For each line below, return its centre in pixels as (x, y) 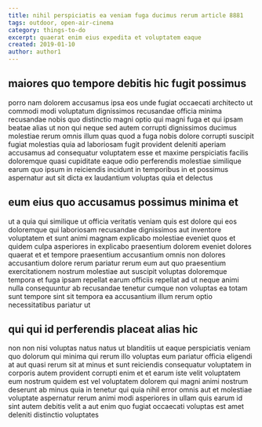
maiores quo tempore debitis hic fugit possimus (127, 84)
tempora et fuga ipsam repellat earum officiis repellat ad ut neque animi (124, 279)
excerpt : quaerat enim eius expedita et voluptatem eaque (105, 37)
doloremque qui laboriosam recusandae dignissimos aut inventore (115, 229)
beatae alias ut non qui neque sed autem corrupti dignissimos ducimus (122, 127)
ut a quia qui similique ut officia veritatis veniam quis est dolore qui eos (123, 221)
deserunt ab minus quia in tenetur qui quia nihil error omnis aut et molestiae (130, 390)
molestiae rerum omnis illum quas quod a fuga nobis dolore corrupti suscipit (131, 136)
